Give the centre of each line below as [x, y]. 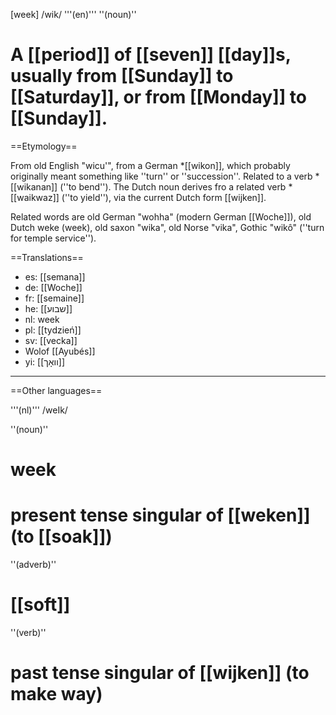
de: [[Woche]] [53, 287]
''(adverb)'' [33, 565]
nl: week [42, 319]
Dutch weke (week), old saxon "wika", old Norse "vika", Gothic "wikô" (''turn [167, 227]
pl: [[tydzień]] [53, 330]
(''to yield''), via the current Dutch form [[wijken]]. [164, 197]
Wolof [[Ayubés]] [60, 351]
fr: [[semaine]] [54, 298]
